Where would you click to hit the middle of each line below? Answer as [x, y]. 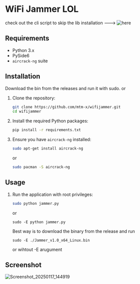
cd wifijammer [27, 112]
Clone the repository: [34, 98]
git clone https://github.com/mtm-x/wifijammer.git [66, 107]
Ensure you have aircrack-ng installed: [52, 140]
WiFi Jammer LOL [42, 9]
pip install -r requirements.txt [47, 130]
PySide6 [21, 55]
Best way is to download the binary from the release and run [73, 231]
